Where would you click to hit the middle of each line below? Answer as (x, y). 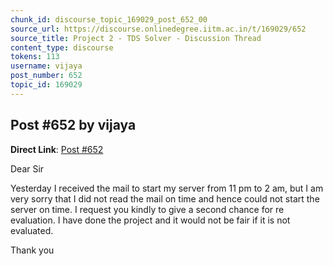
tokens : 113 (35, 57)
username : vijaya (46, 66)
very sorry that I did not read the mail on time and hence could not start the (165, 198)
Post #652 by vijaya (73, 125)
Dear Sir (27, 168)
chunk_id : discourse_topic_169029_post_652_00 (109, 19)
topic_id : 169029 (46, 85)
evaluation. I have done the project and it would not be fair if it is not (150, 220)
